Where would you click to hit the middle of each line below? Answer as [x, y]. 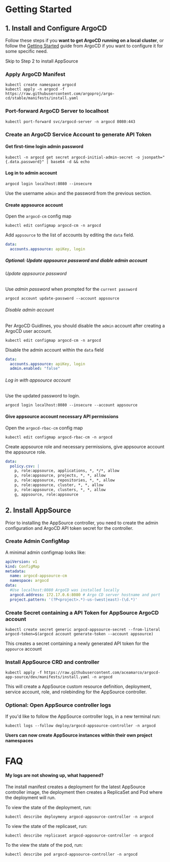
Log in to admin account [31, 173]
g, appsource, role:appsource [47, 494]
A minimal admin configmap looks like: [46, 552]
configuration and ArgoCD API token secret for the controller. [69, 528]
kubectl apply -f [24, 673]
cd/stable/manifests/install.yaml [42, 98]
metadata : [16, 571]
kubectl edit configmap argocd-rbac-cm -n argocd [59, 437]
